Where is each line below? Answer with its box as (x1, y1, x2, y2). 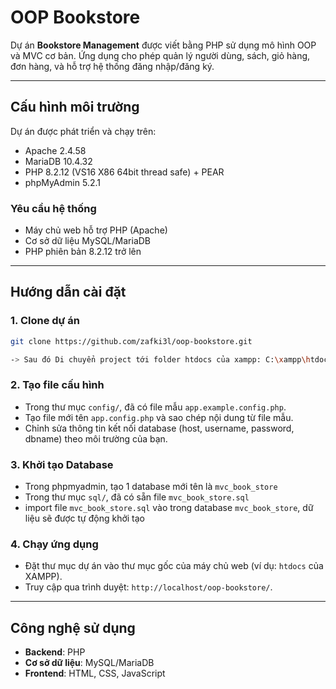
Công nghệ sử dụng (10, 619, 136, 636)
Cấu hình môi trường (10, 99, 140, 116)
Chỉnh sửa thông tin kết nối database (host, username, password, (24, 422, 295, 434)
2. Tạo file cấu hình (10, 378, 105, 392)
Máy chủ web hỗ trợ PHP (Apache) (24, 224, 168, 236)
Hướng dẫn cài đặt (10, 284, 127, 301)
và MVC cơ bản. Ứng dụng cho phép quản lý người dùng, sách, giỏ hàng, (10, 49, 311, 61)
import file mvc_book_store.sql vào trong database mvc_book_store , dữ (24, 502, 314, 514)
